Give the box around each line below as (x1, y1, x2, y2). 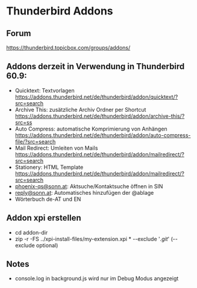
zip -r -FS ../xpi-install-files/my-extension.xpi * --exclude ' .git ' (14, 235, 170, 242)
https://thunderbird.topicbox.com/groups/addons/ (6, 44, 131, 51)
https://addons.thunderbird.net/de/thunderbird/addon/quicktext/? (14, 93, 178, 100)
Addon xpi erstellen (6, 213, 81, 223)
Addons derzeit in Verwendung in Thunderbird (6, 61, 185, 72)
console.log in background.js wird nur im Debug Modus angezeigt (14, 275, 179, 282)
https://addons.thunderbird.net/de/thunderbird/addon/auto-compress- (14, 131, 191, 139)
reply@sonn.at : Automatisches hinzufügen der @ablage (14, 189, 154, 196)
